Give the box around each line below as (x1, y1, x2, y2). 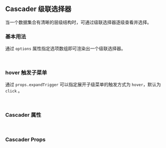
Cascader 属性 (5, 112, 41, 119)
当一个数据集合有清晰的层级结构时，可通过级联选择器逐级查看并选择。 (5, 19, 152, 25)
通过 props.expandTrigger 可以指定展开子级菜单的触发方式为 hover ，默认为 (5, 81, 161, 87)
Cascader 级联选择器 (5, 5, 72, 14)
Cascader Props (5, 136, 46, 143)
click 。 (5, 88, 23, 94)
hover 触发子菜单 (5, 69, 47, 76)
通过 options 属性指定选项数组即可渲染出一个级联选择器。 (5, 45, 126, 52)
